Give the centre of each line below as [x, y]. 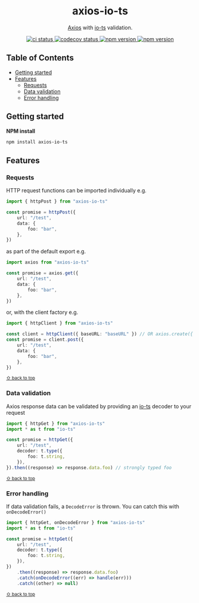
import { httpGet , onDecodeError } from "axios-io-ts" [76, 522]
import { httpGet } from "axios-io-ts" [56, 423]
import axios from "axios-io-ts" [48, 262]
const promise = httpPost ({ [41, 212]
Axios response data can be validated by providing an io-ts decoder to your [99, 406]
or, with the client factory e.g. [42, 313]
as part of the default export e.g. [46, 252]
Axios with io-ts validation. [100, 27]
